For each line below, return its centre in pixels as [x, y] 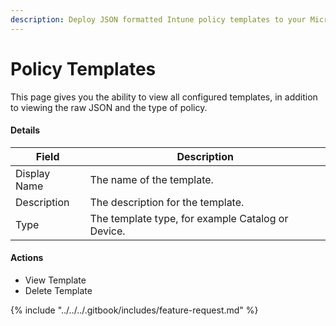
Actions [27, 258]
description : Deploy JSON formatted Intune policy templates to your [158, 19]
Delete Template [58, 290]
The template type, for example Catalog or [189, 218]
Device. [107, 231]
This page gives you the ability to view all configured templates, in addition [164, 97]
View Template [55, 280]
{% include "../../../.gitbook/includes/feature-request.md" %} [134, 310]
